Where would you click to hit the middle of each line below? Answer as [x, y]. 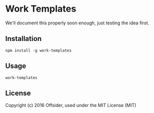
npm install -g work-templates [39, 50]
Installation [23, 39]
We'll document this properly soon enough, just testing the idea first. [77, 23]
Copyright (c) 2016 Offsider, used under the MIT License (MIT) [71, 105]
